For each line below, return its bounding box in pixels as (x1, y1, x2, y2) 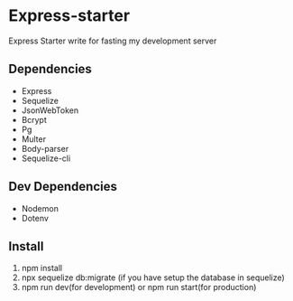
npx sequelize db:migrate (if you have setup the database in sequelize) (21, 272, 285, 283)
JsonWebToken (21, 105, 78, 116)
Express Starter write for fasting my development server (8, 35, 217, 46)
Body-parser (21, 143, 69, 154)
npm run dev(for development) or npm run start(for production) (21, 282, 257, 293)
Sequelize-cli (21, 153, 71, 164)
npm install (21, 263, 63, 274)
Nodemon (21, 202, 60, 213)
